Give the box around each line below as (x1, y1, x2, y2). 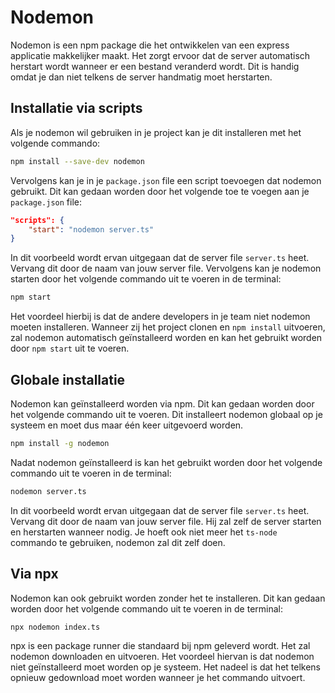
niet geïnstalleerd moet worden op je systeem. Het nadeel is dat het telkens (10, 661, 321, 673)
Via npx (10, 566, 59, 583)
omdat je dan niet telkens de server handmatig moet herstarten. (10, 71, 273, 83)
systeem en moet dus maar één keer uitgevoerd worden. (10, 419, 244, 431)
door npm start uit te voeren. (10, 342, 130, 355)
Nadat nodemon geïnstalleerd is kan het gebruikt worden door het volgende (10, 456, 323, 468)
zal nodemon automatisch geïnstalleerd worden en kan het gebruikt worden (10, 332, 323, 344)
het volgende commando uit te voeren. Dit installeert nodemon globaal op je (10, 408, 323, 420)
